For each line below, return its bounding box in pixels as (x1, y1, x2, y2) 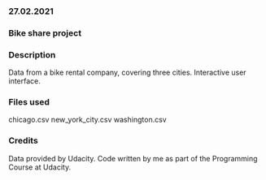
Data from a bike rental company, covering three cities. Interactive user (8, 67, 246, 78)
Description (8, 49, 56, 60)
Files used (8, 96, 50, 108)
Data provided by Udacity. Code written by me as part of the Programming (8, 153, 258, 163)
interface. (8, 76, 41, 86)
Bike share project (8, 27, 82, 38)
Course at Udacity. (8, 162, 72, 172)
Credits (8, 135, 38, 147)
